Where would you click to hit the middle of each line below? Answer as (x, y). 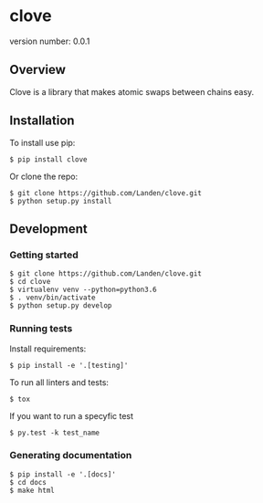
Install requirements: (48, 349)
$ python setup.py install (61, 201)
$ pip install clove (49, 159)
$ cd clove (30, 282)
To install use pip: (42, 142)
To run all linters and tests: (59, 382)
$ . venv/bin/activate (53, 298)
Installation (42, 121)
